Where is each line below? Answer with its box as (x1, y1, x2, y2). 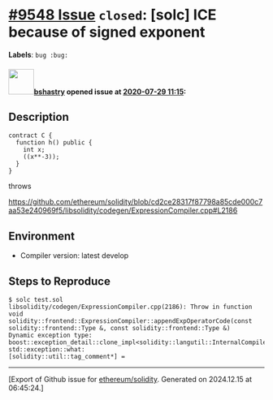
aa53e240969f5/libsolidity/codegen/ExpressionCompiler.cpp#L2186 (8, 205, 238, 216)
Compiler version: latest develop (19, 251, 129, 260)
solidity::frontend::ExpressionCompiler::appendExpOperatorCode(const (8, 316, 253, 325)
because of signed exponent (8, 23, 206, 41)
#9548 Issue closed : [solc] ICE (8, 6, 217, 24)
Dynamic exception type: (8, 331, 93, 339)
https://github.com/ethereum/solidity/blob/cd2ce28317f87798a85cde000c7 (8, 197, 263, 207)
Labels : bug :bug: (8, 49, 69, 59)
